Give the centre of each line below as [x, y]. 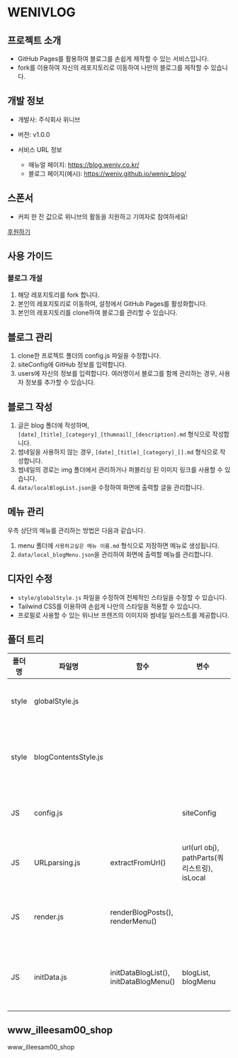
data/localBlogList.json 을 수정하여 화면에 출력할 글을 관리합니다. [111, 487]
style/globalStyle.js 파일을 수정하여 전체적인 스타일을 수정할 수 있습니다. [122, 597]
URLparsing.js [57, 863]
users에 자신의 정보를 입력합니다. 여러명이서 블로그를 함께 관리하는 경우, [117, 373]
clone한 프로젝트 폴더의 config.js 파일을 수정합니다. [89, 356]
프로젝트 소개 [34, 40]
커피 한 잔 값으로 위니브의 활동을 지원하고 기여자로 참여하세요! [103, 217]
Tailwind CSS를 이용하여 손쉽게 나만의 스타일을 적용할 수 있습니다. [109, 606]
